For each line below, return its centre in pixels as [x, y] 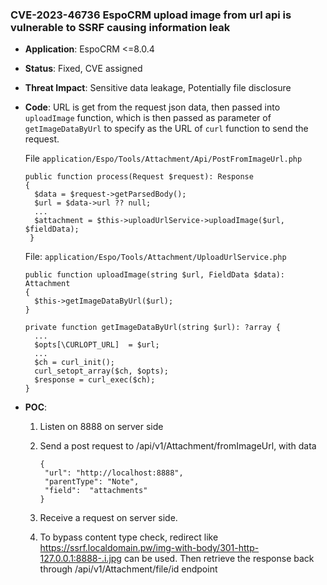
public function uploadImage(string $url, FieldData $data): [155, 275]
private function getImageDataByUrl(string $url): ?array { [152, 328]
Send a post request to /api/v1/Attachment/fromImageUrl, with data [178, 446]
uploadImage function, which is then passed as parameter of [148, 118]
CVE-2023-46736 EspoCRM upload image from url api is [151, 15]
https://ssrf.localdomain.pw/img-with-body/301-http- [149, 548]
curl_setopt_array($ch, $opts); [101, 371]
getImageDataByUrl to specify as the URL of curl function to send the [166, 129]
